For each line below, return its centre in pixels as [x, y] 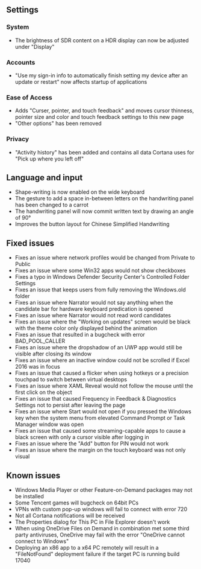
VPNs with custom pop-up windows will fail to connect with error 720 [101, 509]
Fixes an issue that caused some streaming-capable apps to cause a [100, 431]
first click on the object [43, 392]
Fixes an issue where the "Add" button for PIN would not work [92, 443]
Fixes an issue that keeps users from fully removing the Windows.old [100, 290]
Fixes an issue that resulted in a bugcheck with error [80, 335]
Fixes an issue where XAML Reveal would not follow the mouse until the [104, 386]
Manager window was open [49, 424]
